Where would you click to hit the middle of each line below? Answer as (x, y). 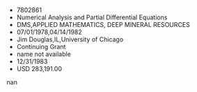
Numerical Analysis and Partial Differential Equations (92, 17)
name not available (44, 54)
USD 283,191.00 (39, 69)
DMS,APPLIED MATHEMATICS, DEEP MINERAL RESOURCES (103, 25)
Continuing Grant (41, 47)
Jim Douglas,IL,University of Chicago (70, 39)
